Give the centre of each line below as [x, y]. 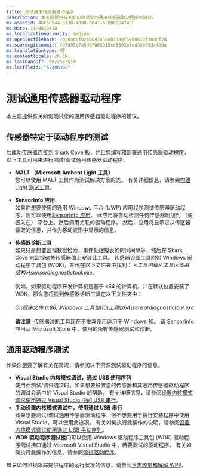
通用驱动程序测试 [38, 350]
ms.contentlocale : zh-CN [37, 56]
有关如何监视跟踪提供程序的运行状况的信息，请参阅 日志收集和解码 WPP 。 [96, 465]
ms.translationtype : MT [36, 51]
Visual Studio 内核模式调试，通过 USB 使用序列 [73, 377]
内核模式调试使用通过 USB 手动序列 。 [61, 430]
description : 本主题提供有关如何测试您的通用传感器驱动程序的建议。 [81, 17]
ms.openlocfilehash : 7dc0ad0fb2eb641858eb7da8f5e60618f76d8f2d [87, 39]
